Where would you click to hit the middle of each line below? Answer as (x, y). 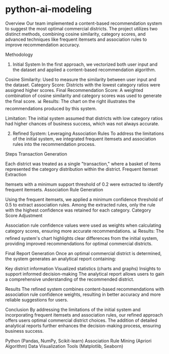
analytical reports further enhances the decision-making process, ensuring (83, 325)
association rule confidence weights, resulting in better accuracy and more (83, 294)
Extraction (16, 174)
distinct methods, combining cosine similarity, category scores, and (75, 34)
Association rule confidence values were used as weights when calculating (83, 225)
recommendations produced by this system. (51, 108)
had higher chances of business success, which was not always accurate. (82, 123)
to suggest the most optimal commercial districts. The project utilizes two (81, 28)
